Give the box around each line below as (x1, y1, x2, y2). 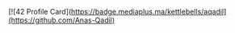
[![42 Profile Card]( (8, 7, 72, 16)
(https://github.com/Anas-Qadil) (8, 15, 115, 25)
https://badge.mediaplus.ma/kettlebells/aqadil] (71, 7, 227, 16)
